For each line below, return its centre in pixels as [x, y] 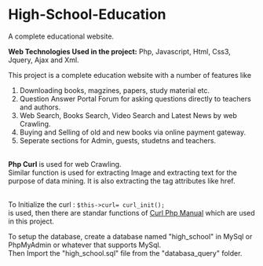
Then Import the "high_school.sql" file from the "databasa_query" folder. [125, 253]
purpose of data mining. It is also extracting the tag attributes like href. [122, 181]
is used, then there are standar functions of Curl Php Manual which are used [131, 212]
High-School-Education [87, 15]
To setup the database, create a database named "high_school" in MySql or [130, 236]
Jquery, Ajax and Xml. [44, 60]
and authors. [40, 107]
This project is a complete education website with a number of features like [130, 75]
